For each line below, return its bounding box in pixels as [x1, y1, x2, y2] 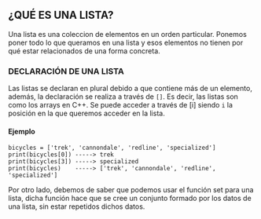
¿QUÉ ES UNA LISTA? [8, 9, 114, 22]
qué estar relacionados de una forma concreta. [8, 46, 161, 56]
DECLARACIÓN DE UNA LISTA [8, 65, 124, 76]
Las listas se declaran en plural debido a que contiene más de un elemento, [8, 84, 253, 93]
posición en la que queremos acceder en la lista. [8, 108, 165, 119]
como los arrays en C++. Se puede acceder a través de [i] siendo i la [8, 100, 233, 110]
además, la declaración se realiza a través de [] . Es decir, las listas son [8, 92, 238, 101]
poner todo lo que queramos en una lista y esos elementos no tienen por [8, 38, 244, 47]
